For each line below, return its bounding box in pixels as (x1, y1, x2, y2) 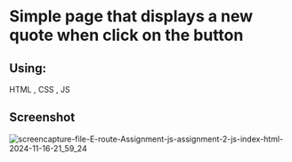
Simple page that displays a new (9, 6, 254, 27)
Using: (9, 61, 47, 76)
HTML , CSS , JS (9, 85, 70, 94)
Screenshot (9, 109, 76, 126)
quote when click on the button (9, 25, 244, 45)
